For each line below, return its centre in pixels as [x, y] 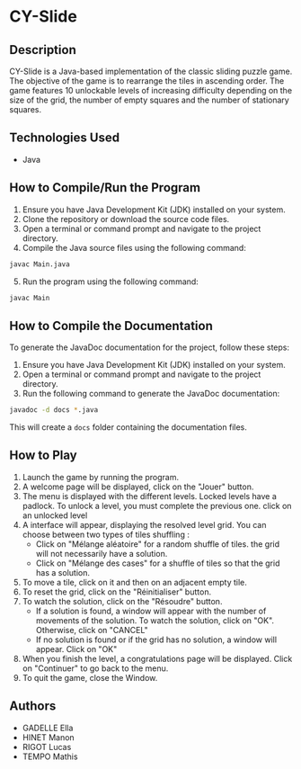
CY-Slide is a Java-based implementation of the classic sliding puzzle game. [151, 71]
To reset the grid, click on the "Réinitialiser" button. [117, 592]
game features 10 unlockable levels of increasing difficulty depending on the [151, 90]
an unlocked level [55, 515]
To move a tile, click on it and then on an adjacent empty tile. [134, 582]
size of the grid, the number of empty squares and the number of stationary [149, 100]
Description [43, 50]
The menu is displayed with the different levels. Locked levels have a [149, 496]
